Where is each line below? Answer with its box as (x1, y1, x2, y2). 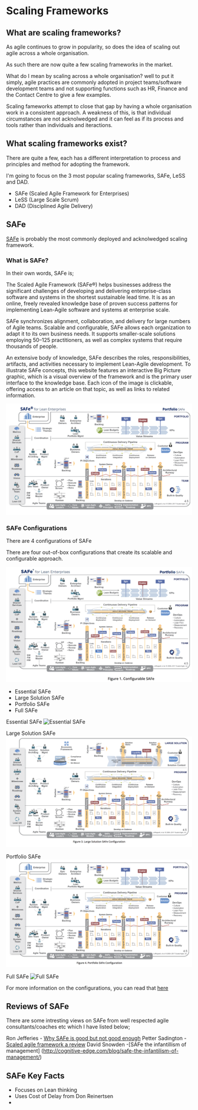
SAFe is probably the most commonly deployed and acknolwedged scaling (6, 235, 187, 242)
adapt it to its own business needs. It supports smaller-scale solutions (6, 330, 176, 337)
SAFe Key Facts (6, 1070, 65, 1080)
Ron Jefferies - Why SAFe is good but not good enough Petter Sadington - (6, 1035, 187, 1042)
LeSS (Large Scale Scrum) (14, 196, 79, 203)
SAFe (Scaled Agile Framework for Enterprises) (14, 190, 130, 197)
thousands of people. (6, 343, 58, 350)
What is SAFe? (6, 256, 49, 264)
